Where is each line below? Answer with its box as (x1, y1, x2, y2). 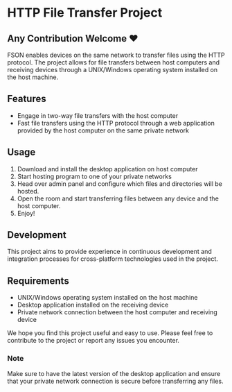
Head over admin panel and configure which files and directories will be (17, 179, 223, 188)
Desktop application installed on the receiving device (17, 300, 169, 309)
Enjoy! (17, 209, 35, 217)
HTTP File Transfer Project (7, 5, 163, 21)
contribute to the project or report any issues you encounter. (7, 336, 180, 345)
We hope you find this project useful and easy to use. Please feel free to (7, 329, 213, 337)
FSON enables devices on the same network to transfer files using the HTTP (7, 51, 225, 59)
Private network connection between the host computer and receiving (17, 308, 217, 316)
